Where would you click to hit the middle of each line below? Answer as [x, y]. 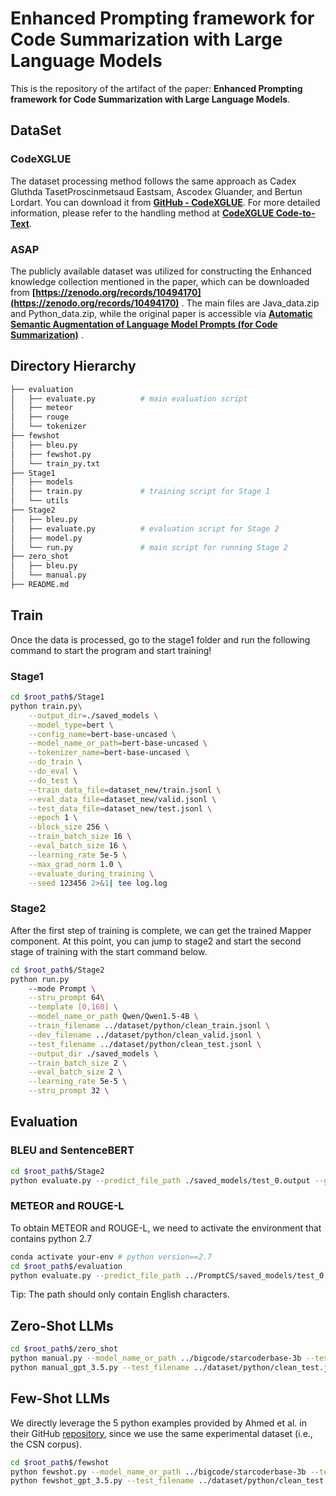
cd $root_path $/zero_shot [64, 1349]
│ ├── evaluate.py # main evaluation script [129, 398]
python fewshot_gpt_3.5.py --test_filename [102, 1481]
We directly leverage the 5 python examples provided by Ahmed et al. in [158, 1423]
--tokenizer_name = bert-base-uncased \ [109, 753]
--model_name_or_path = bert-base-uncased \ [118, 743]
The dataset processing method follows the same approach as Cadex [153, 181]
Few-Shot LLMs [60, 1398]
